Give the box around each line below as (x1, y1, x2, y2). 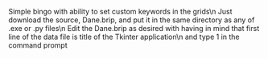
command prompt (8, 41, 68, 50)
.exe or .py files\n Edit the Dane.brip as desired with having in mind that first (8, 24, 260, 33)
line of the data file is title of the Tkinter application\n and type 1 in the (8, 32, 240, 41)
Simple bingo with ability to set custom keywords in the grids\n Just (8, 7, 233, 16)
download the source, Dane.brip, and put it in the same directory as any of (8, 15, 255, 25)
